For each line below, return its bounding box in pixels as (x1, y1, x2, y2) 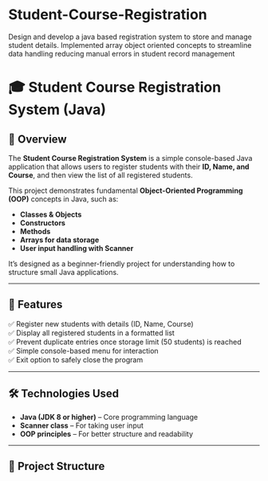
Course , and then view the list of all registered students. (8, 170, 193, 180)
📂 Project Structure (8, 459, 105, 473)
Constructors (19, 217, 66, 228)
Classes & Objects (19, 209, 82, 219)
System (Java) (8, 101, 106, 119)
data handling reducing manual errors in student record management (8, 49, 235, 58)
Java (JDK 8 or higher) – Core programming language (19, 412, 199, 421)
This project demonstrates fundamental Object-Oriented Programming (8, 186, 243, 195)
